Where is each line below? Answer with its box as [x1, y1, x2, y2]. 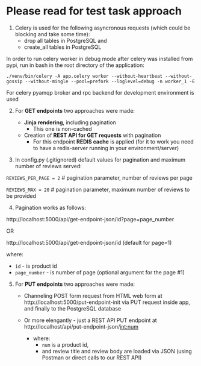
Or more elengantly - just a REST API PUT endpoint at [23, 317, 158, 324]
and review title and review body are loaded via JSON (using [42, 347, 193, 355]
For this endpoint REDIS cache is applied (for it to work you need [32, 137, 194, 145]
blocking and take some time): [14, 30, 90, 37]
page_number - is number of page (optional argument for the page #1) [14, 268, 185, 276]
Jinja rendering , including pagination [23, 119, 116, 126]
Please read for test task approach [6, 4, 182, 18]
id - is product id [14, 262, 57, 270]
